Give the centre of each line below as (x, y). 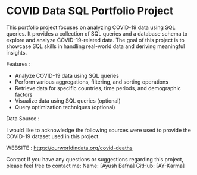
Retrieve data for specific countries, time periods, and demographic (98, 88)
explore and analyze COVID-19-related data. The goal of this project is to (95, 40)
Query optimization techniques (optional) (65, 107)
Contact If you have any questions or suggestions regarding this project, (95, 159)
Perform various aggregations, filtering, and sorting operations (91, 82)
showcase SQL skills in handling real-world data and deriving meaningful (96, 46)
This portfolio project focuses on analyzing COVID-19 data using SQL (91, 27)
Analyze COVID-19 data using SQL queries (67, 75)
